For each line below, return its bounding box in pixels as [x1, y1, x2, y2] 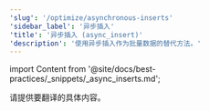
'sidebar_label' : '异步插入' [9, 22, 115, 31]
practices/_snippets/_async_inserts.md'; [9, 74, 162, 85]
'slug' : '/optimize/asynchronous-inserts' [9, 13, 173, 23]
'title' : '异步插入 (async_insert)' [9, 30, 143, 39]
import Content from [9, 64, 87, 75]
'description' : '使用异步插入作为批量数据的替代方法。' [9, 38, 202, 48]
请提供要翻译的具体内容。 [9, 92, 106, 103]
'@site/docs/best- [88, 64, 157, 75]
